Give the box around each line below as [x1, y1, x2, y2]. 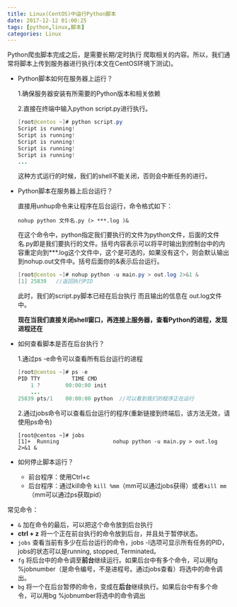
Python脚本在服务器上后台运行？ [17, 187, 113, 195]
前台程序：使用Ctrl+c [28, 472, 91, 481]
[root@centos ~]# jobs [17, 431, 85, 439]
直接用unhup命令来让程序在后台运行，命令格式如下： [17, 202, 173, 210]
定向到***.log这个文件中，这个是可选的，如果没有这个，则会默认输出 [30, 249, 230, 257]
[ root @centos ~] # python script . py [17, 118, 123, 126]
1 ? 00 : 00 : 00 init [30, 382, 108, 389]
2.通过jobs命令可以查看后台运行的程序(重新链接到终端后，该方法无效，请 [17, 409, 231, 417]
